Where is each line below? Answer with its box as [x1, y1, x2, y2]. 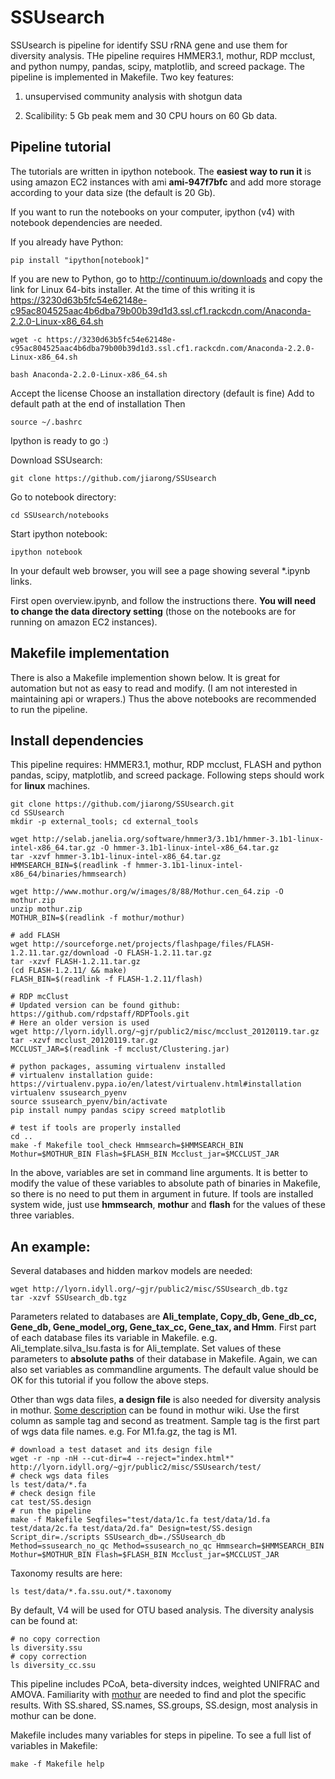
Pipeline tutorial [10, 139, 112, 156]
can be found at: [10, 1615, 78, 1627]
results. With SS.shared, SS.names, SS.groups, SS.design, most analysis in [10, 1699, 318, 1711]
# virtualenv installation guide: [10, 1071, 155, 1081]
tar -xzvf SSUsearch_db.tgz [10, 1293, 128, 1303]
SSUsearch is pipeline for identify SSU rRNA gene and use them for [10, 39, 288, 51]
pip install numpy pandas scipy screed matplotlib [10, 1106, 226, 1116]
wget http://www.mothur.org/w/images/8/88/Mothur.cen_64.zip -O [10, 887, 284, 897]
